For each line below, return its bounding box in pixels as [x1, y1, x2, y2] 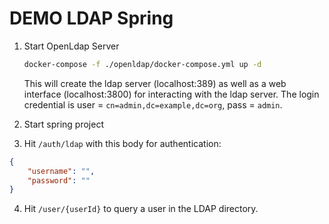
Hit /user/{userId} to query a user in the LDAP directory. [23, 203, 259, 215]
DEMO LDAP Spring [9, 7, 174, 30]
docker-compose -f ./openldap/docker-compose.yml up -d [23, 59, 262, 69]
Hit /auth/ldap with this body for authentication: [23, 137, 222, 149]
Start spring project [23, 118, 104, 130]
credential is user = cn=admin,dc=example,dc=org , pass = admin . [23, 98, 283, 111]
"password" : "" [27, 175, 91, 186]
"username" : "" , [27, 166, 96, 176]
